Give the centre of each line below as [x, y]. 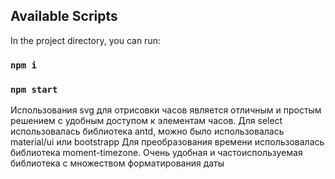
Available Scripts [64, 16]
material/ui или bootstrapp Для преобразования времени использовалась [167, 142]
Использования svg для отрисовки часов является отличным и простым [166, 110]
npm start [34, 89]
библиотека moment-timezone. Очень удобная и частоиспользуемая [156, 153]
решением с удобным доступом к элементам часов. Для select [146, 121]
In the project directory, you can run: [85, 40]
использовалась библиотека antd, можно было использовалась [147, 131]
